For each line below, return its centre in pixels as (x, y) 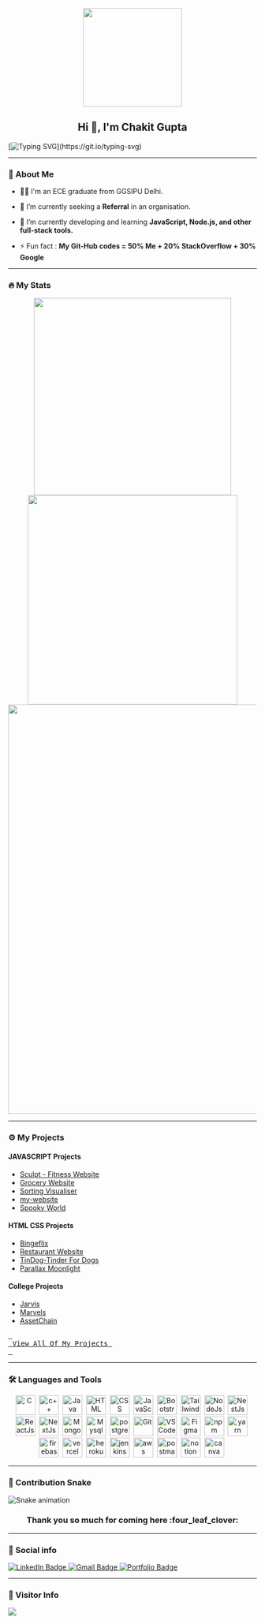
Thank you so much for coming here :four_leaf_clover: (132, 1520)
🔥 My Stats (30, 286)
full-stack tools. (46, 230)
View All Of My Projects (60, 1343)
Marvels (33, 1312)
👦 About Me (31, 174)
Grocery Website (47, 1182)
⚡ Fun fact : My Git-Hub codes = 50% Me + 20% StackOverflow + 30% (138, 246)
